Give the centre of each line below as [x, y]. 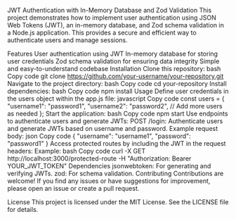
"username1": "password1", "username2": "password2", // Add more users [115, 106]
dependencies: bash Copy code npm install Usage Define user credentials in [118, 91]
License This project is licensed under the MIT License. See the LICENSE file [118, 202]
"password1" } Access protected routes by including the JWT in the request [117, 143]
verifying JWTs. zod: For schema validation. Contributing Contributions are [116, 173]
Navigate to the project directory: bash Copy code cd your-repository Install [117, 83]
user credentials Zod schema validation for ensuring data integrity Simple [113, 61]
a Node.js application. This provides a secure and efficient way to [102, 32]
